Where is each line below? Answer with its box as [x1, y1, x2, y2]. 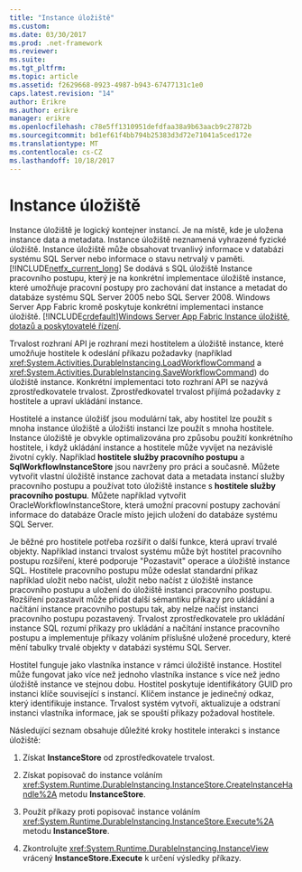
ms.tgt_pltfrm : [9, 64, 67, 73]
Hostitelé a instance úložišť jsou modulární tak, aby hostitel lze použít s [9, 413, 273, 425]
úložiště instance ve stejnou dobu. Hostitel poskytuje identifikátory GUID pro [9, 679, 293, 689]
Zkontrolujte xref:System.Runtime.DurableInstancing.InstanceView [22, 843, 269, 854]
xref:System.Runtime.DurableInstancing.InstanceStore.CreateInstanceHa [22, 779, 293, 791]
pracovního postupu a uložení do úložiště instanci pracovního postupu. [9, 585, 272, 595]
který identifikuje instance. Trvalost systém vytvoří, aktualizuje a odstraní [9, 698, 281, 709]
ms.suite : [9, 55, 47, 64]
